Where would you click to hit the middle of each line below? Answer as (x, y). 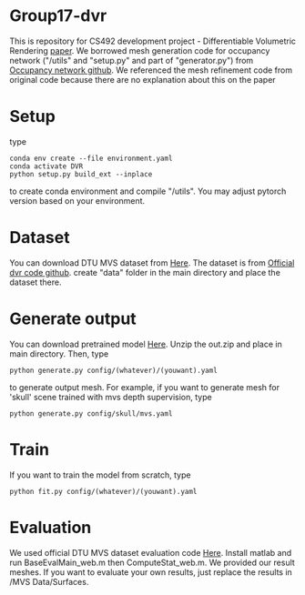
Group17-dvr (58, 16)
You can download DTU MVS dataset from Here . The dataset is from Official (152, 262)
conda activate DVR (46, 166)
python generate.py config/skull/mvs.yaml (91, 413)
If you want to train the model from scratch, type (100, 475)
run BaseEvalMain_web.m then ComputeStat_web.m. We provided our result (152, 562)
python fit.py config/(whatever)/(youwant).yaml (103, 491)
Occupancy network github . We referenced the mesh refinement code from (151, 70)
